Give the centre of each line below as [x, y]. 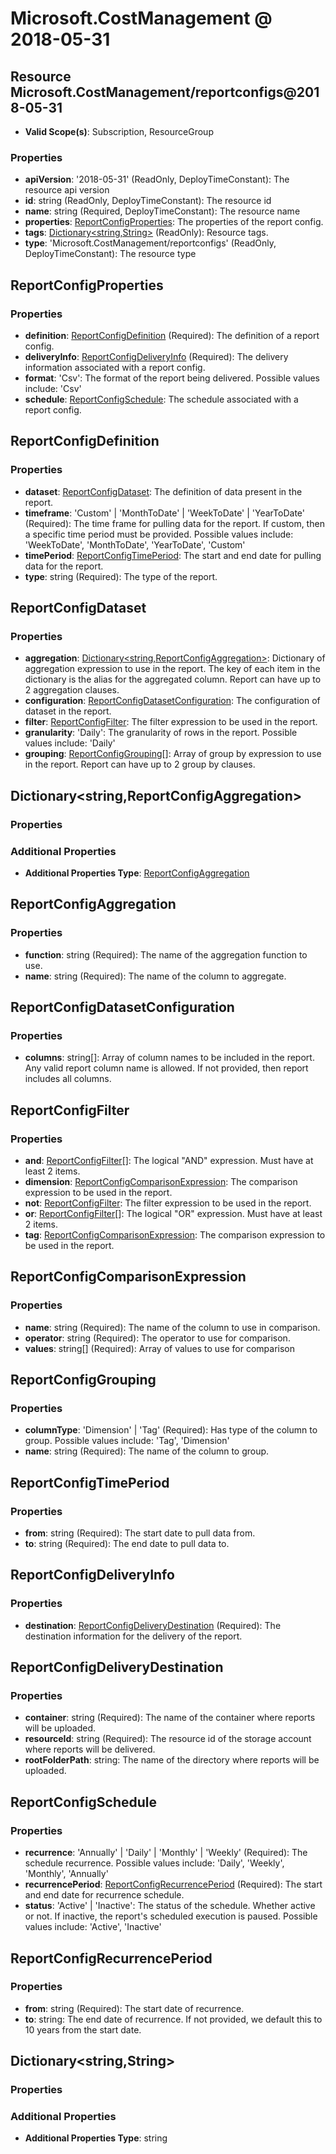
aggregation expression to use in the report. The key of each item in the [172, 669]
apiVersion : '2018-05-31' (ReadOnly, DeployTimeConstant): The [157, 179]
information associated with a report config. [115, 367]
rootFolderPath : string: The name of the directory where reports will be [172, 1760]
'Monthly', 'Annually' [66, 1874]
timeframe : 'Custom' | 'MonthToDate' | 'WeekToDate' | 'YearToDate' [164, 513]
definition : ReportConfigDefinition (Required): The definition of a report [172, 335]
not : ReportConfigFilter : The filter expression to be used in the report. [168, 1203]
